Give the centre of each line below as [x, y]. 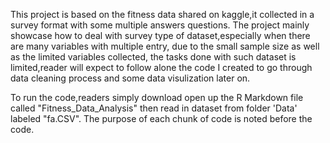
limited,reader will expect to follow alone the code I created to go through [161, 67]
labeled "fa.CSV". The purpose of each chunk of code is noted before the [161, 118]
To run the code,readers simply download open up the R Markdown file [157, 97]
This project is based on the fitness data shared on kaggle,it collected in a [162, 14]
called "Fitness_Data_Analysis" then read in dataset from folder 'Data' [154, 108]
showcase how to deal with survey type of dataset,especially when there [160, 35]
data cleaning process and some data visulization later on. [130, 78]
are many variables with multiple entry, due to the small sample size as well [165, 46]
